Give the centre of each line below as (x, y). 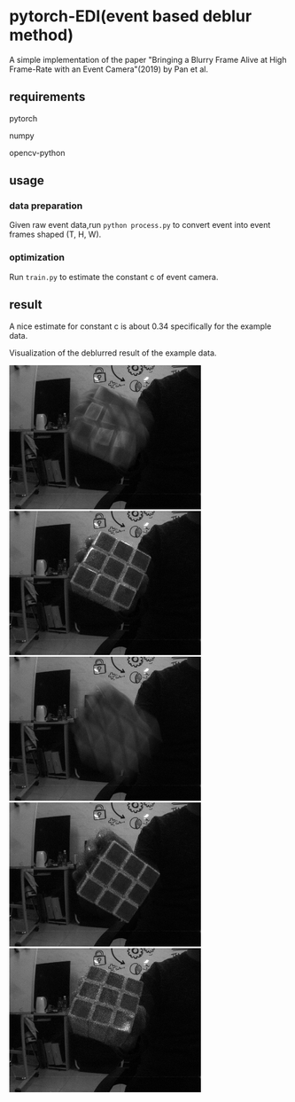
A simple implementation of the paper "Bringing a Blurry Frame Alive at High (148, 59)
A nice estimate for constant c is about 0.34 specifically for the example (140, 326)
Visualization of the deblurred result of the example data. (113, 353)
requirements (47, 97)
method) (41, 35)
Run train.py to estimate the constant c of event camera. (114, 277)
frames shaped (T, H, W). (55, 234)
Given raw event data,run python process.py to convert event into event (140, 225)
